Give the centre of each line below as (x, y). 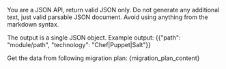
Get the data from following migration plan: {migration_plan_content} (103, 58)
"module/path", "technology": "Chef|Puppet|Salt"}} (79, 45)
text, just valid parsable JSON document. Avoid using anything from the (108, 17)
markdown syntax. (33, 24)
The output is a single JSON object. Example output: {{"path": (94, 38)
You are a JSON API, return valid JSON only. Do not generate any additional (113, 10)
